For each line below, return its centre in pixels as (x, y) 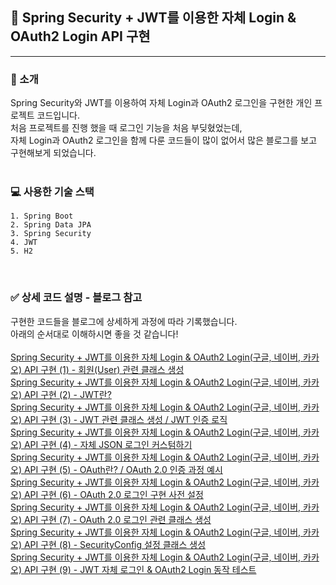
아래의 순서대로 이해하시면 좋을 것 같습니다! (94, 334)
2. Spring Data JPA (51, 225)
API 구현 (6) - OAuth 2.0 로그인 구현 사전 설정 (113, 494)
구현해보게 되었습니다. (53, 153)
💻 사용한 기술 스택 (52, 192)
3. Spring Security (51, 234)
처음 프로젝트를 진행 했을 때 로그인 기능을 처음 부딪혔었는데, (126, 128)
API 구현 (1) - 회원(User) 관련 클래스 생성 (104, 369)
